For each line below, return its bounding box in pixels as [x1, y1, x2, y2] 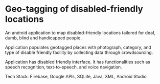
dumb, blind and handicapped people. [5, 35, 82, 41]
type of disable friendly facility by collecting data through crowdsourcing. [5, 50, 153, 55]
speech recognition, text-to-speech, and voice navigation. [5, 64, 122, 70]
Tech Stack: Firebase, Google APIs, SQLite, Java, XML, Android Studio [5, 73, 147, 79]
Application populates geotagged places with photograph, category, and [5, 44, 152, 50]
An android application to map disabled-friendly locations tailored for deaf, [5, 30, 156, 35]
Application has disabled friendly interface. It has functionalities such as [5, 59, 150, 65]
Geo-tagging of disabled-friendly [5, 3, 143, 15]
